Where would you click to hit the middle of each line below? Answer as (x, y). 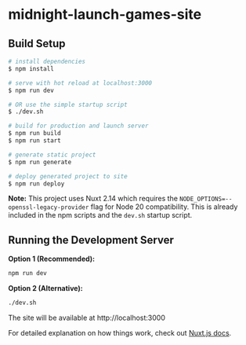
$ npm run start (34, 141)
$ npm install (31, 68)
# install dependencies (47, 61)
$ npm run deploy (36, 184)
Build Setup (37, 44)
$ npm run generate (40, 162)
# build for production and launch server (78, 126)
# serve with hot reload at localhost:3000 (80, 83)
